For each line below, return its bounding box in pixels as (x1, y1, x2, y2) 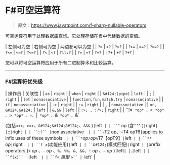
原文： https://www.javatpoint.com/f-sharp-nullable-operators (17, 22, 147, 28)
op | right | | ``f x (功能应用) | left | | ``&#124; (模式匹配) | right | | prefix (5, 141, 161, 147)
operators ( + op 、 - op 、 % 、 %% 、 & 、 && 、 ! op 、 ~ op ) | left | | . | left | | (5, 148, 150, 154)
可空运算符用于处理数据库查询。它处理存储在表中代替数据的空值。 (5, 33, 143, 39)
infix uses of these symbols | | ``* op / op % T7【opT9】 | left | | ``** (5, 135, 152, 141)
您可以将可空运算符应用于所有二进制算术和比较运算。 (5, 59, 116, 65)
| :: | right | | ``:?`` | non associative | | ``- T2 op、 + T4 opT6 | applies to (5, 129, 163, 135)
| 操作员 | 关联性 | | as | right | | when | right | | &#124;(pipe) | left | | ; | (5, 91, 155, 97)
